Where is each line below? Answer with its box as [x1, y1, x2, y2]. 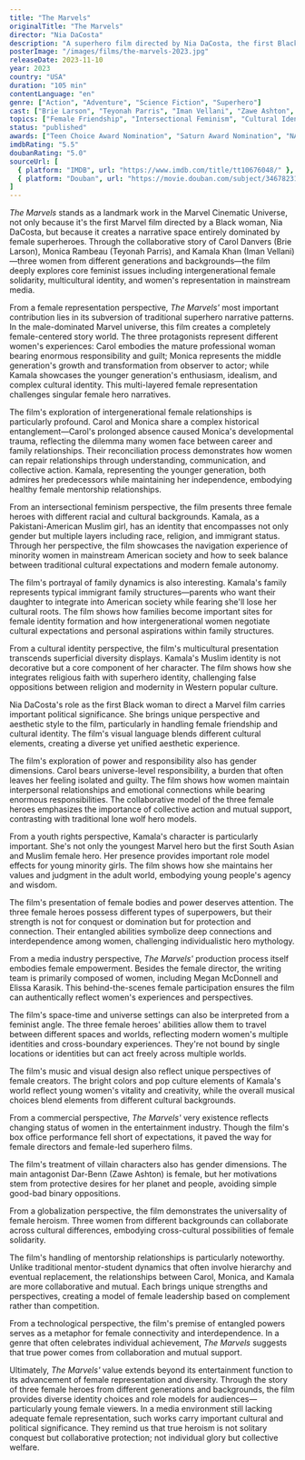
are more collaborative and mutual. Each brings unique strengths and [9, 1281, 268, 1292]
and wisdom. [9, 879, 58, 891]
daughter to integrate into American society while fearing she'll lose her [9, 596, 277, 607]
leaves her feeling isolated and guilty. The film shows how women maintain [9, 775, 290, 786]
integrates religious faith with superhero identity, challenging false [9, 672, 257, 683]
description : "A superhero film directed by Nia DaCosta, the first [9, 38, 274, 48]
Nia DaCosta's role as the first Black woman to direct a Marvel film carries [9, 699, 286, 710]
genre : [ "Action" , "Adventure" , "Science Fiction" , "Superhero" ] [9, 97, 261, 107]
